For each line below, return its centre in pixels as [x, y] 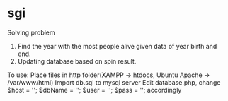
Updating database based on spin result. [77, 61]
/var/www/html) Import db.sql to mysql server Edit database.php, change [114, 82]
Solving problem [31, 32]
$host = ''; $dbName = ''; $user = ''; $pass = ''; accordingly [95, 90]
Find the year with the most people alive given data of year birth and [117, 46]
